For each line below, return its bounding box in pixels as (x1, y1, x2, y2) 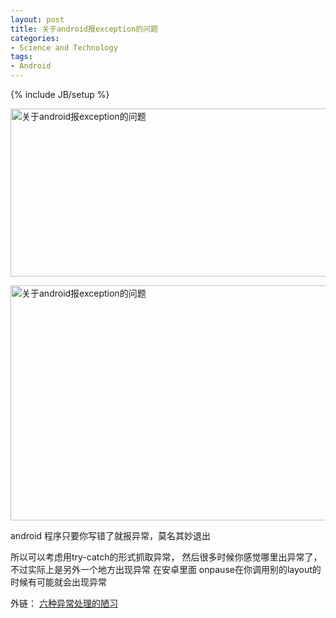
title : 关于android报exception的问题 (10, 24, 159, 34)
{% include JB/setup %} (10, 89, 110, 100)
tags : (10, 52, 33, 62)
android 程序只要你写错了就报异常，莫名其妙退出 (10, 530, 212, 541)
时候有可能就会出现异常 (10, 576, 107, 588)
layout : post (10, 14, 65, 25)
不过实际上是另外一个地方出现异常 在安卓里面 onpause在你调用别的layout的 (10, 564, 322, 575)
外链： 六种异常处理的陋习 (10, 597, 118, 609)
